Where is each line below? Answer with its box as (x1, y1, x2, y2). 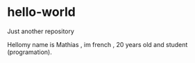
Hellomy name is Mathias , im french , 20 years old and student (7, 40, 188, 48)
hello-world (7, 4, 76, 20)
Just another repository (7, 27, 75, 35)
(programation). (7, 48, 52, 56)
